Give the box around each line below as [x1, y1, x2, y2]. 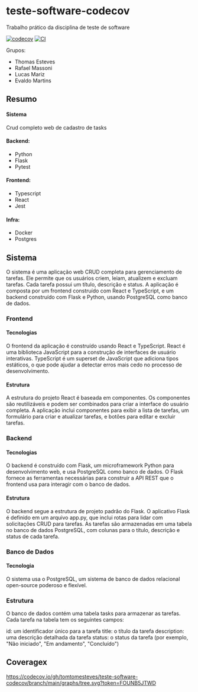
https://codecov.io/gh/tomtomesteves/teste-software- [6, 673, 138, 680]
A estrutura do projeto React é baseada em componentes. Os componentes [6, 394, 190, 401]
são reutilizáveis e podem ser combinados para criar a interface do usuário [6, 401, 189, 408]
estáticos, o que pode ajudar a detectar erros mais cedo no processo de [6, 361, 182, 368]
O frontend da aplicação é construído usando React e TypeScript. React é [6, 342, 186, 350]
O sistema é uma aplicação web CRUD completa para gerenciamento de [6, 268, 182, 275]
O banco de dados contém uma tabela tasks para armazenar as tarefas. [6, 610, 181, 617]
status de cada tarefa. [6, 533, 60, 540]
